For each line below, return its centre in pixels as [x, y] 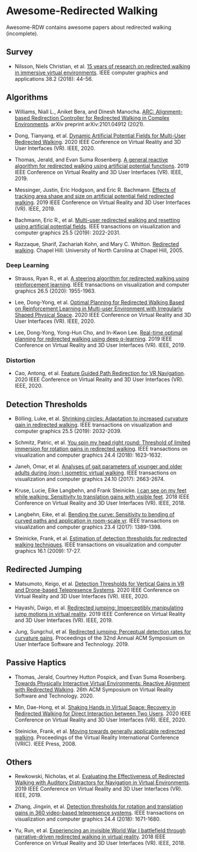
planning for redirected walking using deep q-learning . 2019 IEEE [93, 339]
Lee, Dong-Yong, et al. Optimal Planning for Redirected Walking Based [99, 302]
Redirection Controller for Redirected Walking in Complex [100, 118]
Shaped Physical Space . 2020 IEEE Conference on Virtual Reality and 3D [103, 314]
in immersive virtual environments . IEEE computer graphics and [91, 73]
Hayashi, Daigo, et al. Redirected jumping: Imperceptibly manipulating [99, 607]
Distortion [21, 360]
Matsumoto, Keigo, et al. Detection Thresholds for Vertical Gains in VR [99, 584]
